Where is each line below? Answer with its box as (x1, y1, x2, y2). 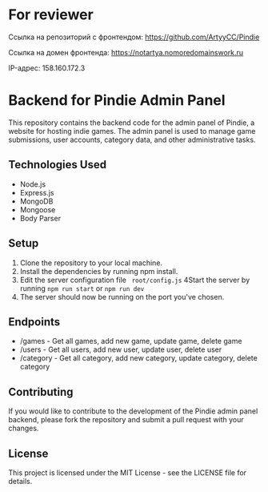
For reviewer (8, 6, 94, 24)
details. (8, 476, 33, 486)
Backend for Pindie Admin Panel (8, 91, 226, 110)
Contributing (8, 385, 74, 398)
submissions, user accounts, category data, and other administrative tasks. (8, 135, 256, 144)
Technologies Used (8, 158, 106, 171)
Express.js (19, 188, 54, 197)
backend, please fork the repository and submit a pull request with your (8, 415, 244, 425)
